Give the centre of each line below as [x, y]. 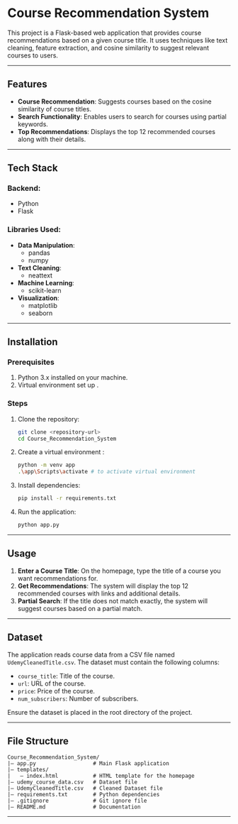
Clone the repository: [49, 419]
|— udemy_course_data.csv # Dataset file [73, 782]
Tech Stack [33, 168]
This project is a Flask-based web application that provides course [104, 33]
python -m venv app [46, 465]
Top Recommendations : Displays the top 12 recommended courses [117, 131]
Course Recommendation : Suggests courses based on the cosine [114, 101]
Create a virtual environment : [61, 452]
